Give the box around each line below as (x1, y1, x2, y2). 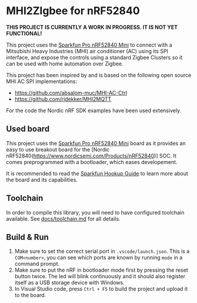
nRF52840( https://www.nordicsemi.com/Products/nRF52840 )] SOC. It (6, 152, 177, 159)
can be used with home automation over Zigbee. (6, 60, 123, 67)
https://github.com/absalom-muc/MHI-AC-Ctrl (14, 89, 128, 96)
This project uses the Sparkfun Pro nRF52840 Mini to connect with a (6, 41, 172, 48)
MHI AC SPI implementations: (6, 78, 78, 85)
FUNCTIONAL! (6, 29, 42, 37)
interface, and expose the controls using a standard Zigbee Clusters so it (6, 54, 183, 61)
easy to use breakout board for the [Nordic (6, 146, 110, 153)
